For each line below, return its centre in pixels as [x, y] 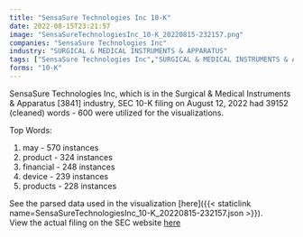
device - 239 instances [65, 176]
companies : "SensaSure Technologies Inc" [88, 43]
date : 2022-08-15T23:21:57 [60, 26]
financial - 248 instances [69, 167]
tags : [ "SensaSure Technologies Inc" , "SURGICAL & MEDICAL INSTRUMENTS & [149, 59]
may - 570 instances [60, 147]
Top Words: [31, 130]
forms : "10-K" [36, 68]
